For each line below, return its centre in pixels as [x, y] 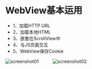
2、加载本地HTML [32, 32]
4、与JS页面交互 [30, 44]
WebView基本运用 [44, 10]
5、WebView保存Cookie [38, 51]
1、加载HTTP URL [31, 26]
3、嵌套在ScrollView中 [37, 38]
